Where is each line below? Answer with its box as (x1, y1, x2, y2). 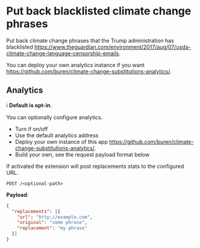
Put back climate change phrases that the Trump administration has (6, 37, 175, 44)
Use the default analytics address (14, 131, 99, 139)
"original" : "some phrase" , (17, 220, 87, 226)
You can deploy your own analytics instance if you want (6, 61, 145, 69)
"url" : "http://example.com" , (17, 214, 93, 220)
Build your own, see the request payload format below (14, 150, 150, 158)
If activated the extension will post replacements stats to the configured (6, 163, 184, 170)
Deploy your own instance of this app (14, 138, 108, 145)
